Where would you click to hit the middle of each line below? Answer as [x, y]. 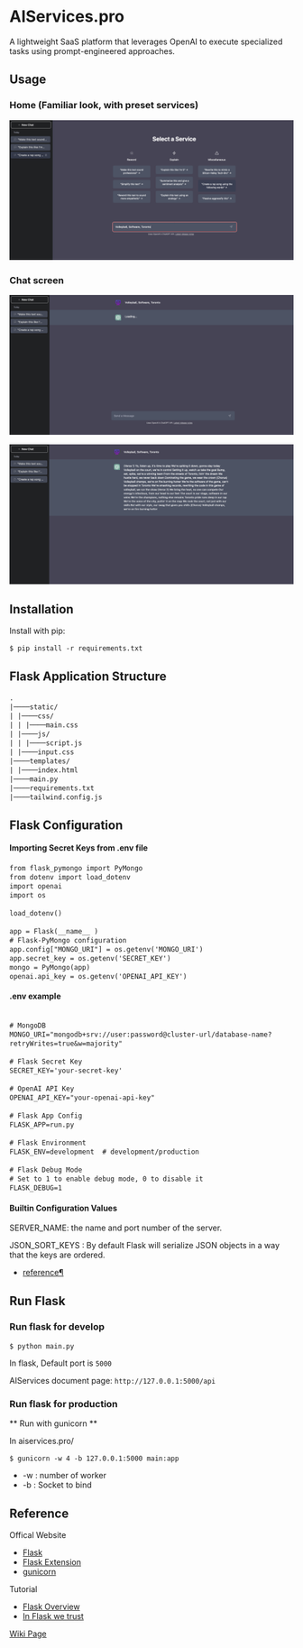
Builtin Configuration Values [64, 1208]
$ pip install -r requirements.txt [76, 649]
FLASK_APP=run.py [42, 1125]
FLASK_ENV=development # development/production [105, 1152]
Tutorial [23, 1589]
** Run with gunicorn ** [53, 1423]
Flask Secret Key [50, 1062]
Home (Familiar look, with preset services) [104, 106]
